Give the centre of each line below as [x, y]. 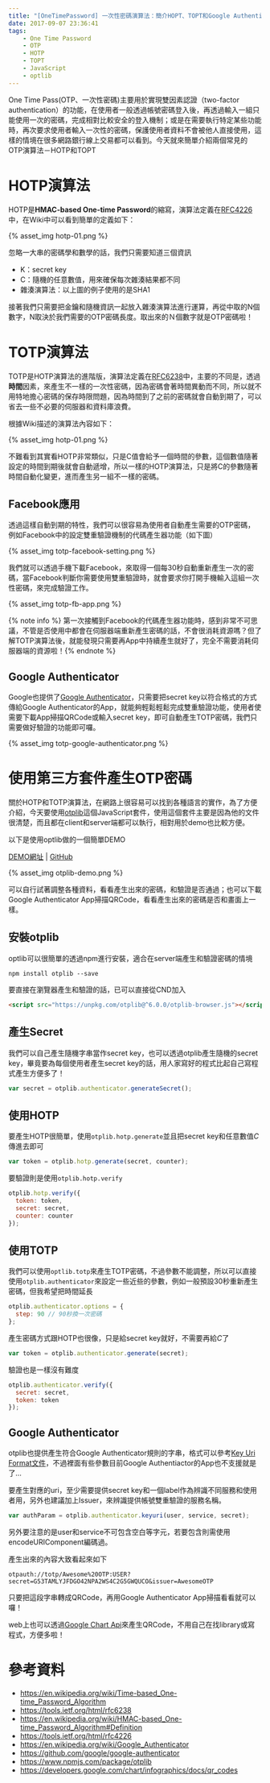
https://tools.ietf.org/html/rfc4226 [76, 1735]
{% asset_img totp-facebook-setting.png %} [82, 551]
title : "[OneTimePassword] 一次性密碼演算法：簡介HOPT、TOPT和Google [119, 16]
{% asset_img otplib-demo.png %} [65, 873]
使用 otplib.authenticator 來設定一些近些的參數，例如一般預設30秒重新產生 [133, 1281]
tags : [17, 31]
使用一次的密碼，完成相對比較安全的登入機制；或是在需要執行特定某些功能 [138, 120]
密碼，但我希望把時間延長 [51, 1292]
